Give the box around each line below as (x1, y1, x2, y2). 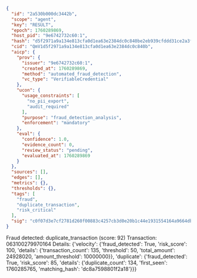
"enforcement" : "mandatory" (21, 120, 91, 126)
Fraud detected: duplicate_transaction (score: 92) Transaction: (6, 234, 157, 241)
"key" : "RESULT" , (11, 22, 54, 28)
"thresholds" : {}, (11, 185, 57, 191)
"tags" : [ (11, 191, 35, 196)
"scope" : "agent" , (11, 16, 57, 22)
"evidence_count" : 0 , (21, 141, 75, 148)
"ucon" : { (16, 87, 41, 93)
